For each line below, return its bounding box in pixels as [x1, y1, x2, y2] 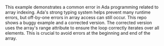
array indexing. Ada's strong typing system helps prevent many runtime [5, 9, 151, 15]
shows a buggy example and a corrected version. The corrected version [5, 20, 152, 25]
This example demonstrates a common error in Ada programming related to [5, 4, 159, 10]
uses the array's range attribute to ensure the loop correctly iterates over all [5, 25, 160, 31]
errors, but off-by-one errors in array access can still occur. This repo [5, 15, 147, 20]
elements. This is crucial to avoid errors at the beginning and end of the [5, 30, 151, 36]
